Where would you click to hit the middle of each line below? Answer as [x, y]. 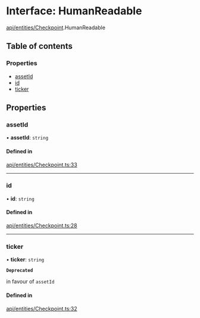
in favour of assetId [30, 282]
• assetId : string [27, 138]
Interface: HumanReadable [74, 11]
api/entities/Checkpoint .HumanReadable [56, 27]
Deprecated [20, 271]
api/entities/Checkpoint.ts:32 [42, 308]
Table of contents [39, 46]
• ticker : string [25, 260]
